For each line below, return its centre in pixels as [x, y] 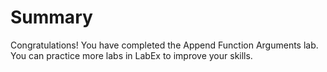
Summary [51, 17]
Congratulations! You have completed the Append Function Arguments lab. [164, 45]
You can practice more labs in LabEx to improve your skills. [131, 55]
